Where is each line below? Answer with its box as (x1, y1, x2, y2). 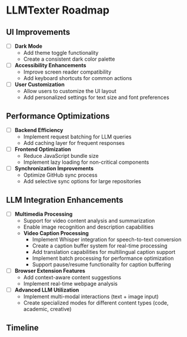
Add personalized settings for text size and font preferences (23, 94, 169, 101)
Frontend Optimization (14, 146, 72, 153)
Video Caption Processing (23, 230, 89, 237)
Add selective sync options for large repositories (23, 178, 141, 185)
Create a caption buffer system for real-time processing (32, 242, 168, 249)
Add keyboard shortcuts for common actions (23, 75, 132, 82)
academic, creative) (23, 306, 72, 313)
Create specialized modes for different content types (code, (23, 299, 169, 306)
